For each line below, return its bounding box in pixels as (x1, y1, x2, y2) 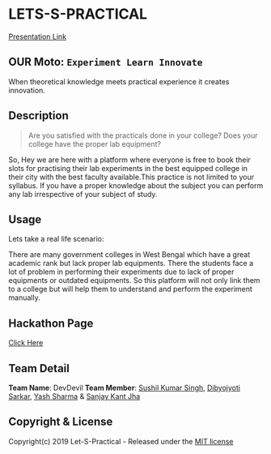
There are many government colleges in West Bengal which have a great (8, 250, 251, 259)
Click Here (8, 338, 44, 348)
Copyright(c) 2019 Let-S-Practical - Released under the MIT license (8, 436, 234, 446)
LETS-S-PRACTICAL (8, 5, 148, 24)
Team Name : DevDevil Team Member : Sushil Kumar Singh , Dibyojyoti (8, 383, 241, 392)
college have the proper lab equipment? (28, 139, 162, 148)
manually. (8, 293, 40, 302)
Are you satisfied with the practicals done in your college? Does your (28, 131, 258, 140)
